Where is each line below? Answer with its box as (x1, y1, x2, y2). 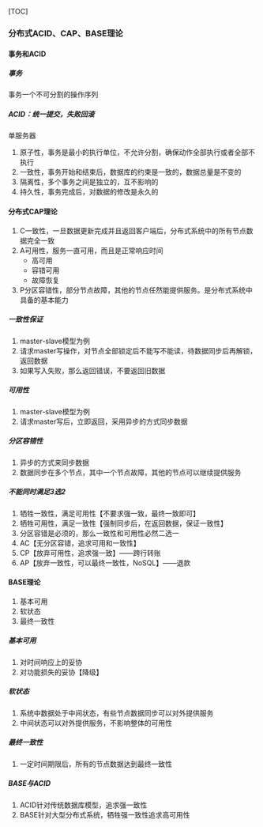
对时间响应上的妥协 (19, 657, 83, 667)
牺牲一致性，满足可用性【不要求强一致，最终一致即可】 (19, 508, 200, 518)
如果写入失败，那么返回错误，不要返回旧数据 (19, 365, 166, 375)
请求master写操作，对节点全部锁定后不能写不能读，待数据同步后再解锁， (19, 346, 257, 355)
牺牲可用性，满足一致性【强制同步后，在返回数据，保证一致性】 (19, 518, 227, 528)
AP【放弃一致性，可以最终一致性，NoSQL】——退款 (19, 557, 191, 568)
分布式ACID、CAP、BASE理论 (8, 28, 124, 39)
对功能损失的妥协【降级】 (19, 667, 103, 677)
